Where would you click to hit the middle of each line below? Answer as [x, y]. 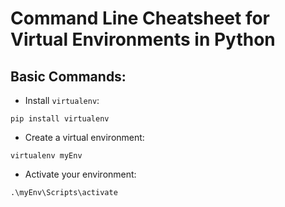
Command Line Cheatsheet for [140, 18]
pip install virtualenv [60, 119]
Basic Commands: [68, 76]
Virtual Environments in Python [143, 39]
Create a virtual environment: [84, 137]
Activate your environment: [80, 174]
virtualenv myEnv [46, 156]
